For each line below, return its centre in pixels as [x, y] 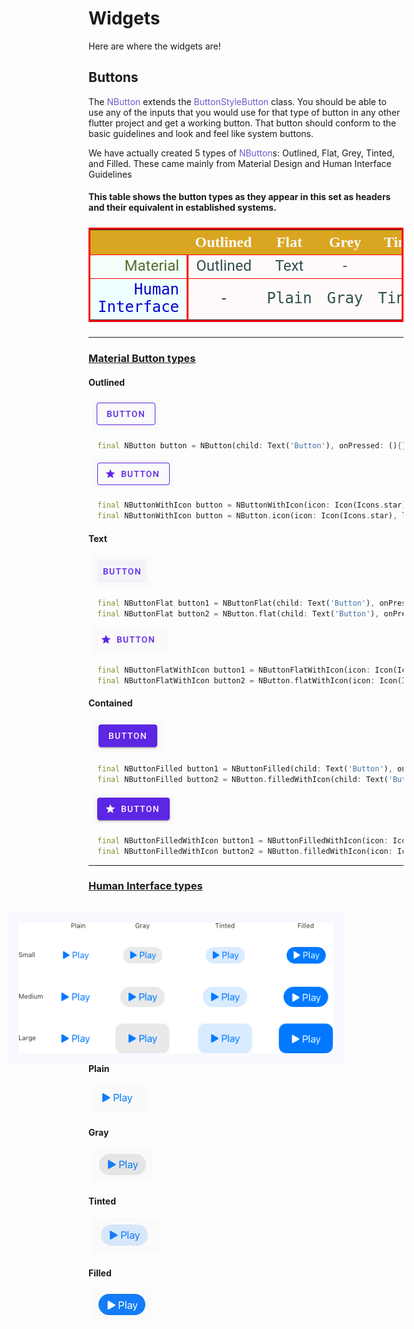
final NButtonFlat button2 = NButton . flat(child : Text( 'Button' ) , [238, 614]
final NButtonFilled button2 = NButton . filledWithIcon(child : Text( [243, 779]
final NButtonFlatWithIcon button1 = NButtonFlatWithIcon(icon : [234, 670]
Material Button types [142, 359]
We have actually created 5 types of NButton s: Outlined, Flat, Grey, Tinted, [241, 153]
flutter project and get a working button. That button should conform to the [242, 123]
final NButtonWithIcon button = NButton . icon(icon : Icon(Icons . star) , [247, 516]
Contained [110, 703]
